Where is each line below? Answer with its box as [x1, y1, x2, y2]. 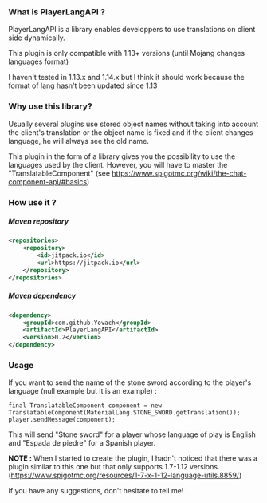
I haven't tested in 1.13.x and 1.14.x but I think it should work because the [8, 73, 245, 82]
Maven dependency [8, 291, 77, 301]
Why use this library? [8, 101, 93, 112]
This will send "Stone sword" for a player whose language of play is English [8, 430, 257, 439]
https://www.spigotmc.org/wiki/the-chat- [111, 168, 247, 178]
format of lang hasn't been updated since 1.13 [8, 81, 158, 90]
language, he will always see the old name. [8, 136, 149, 145]
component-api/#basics [8, 176, 88, 186]
